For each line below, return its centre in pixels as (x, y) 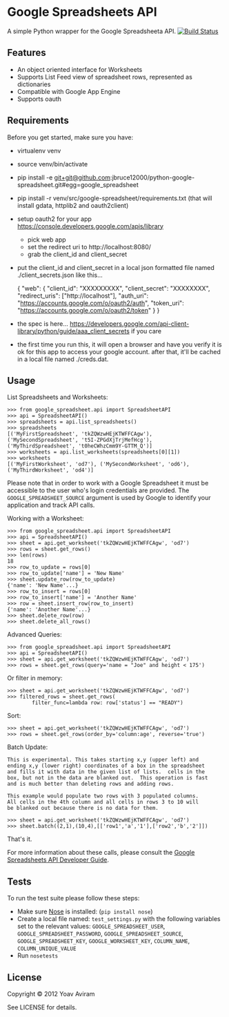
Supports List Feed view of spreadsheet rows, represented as (105, 77)
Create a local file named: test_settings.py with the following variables (119, 919)
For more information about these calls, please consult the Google (101, 853)
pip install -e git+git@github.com (64, 177)
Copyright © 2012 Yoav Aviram (51, 994)
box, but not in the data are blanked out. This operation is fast (108, 778)
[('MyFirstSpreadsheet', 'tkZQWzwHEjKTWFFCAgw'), (80, 434)
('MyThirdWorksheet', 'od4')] (51, 470)
